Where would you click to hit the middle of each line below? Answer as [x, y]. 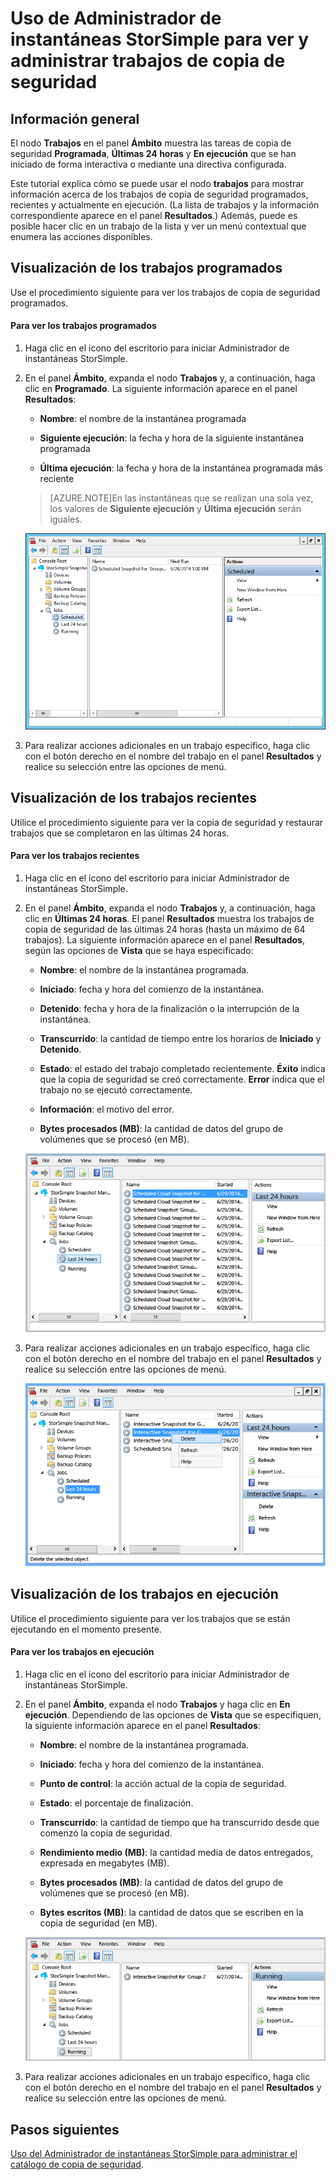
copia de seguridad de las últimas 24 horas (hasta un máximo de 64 [165, 929]
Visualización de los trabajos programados [146, 268]
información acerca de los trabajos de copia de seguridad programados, [159, 194]
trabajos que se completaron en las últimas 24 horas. [120, 833]
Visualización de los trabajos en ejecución [144, 1594]
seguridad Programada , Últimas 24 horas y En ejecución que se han [153, 153]
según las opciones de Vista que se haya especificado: [139, 950]
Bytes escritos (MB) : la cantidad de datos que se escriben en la [171, 1912]
